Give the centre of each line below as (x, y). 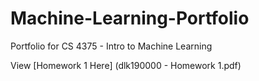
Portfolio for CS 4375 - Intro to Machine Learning (111, 46)
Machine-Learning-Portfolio (130, 18)
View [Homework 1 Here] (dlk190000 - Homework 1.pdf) (126, 65)
